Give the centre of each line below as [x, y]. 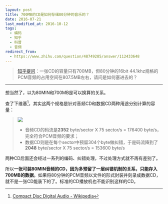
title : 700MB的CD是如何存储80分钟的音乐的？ [47, 14]
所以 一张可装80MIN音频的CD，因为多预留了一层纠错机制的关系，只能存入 [81, 169]
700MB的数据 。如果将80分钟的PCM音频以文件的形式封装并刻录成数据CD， [83, 175]
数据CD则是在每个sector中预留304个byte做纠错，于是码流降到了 [91, 142]
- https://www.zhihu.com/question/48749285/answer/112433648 [75, 56]
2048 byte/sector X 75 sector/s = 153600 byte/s [75, 148]
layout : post [19, 10]
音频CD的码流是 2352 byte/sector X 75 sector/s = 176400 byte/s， [93, 130]
